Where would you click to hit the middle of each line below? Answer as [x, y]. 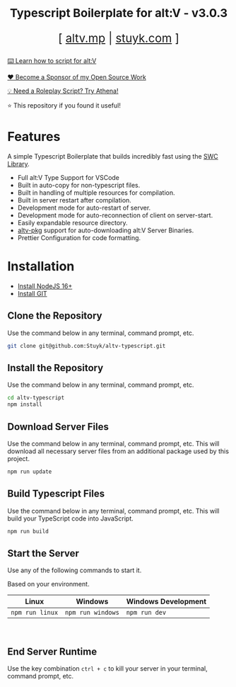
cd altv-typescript [36, 398]
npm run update [30, 472]
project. [19, 458]
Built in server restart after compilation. [75, 200]
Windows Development [166, 601]
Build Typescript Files [56, 494]
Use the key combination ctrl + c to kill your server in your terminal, [107, 669]
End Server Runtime [52, 651]
